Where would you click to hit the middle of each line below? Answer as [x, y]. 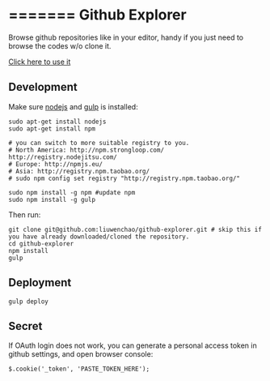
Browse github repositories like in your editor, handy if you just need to [126, 37]
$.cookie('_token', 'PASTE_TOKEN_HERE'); [79, 369]
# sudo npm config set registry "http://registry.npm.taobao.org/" [124, 178]
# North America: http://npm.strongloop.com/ [86, 150]
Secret [25, 326]
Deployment [40, 283]
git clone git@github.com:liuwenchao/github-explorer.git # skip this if [135, 229]
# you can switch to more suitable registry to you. [99, 143]
